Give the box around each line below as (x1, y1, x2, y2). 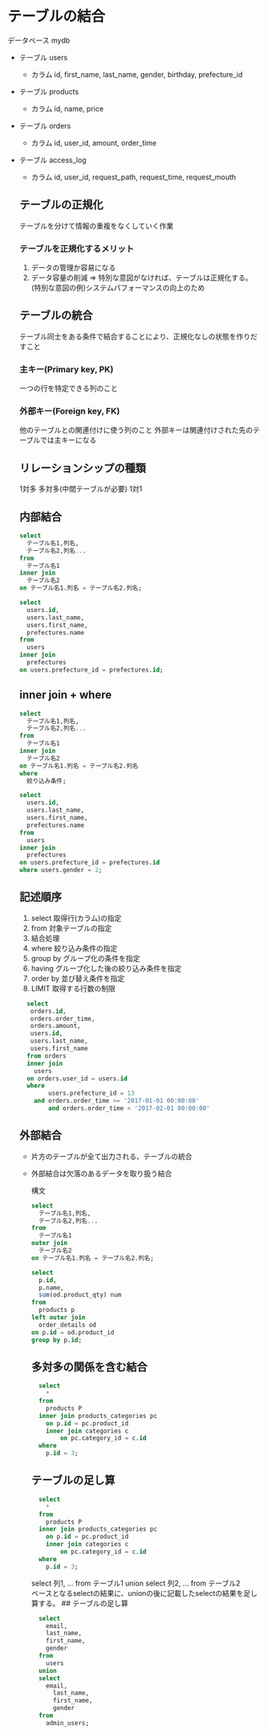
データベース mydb (7, 35, 71, 45)
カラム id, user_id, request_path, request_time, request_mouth (30, 172, 237, 182)
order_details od (38, 1321, 97, 1329)
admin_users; (46, 1719, 90, 1727)
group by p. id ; (30, 1336, 82, 1344)
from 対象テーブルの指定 (30, 923, 112, 933)
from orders (26, 1051, 67, 1060)
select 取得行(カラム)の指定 (30, 913, 122, 923)
